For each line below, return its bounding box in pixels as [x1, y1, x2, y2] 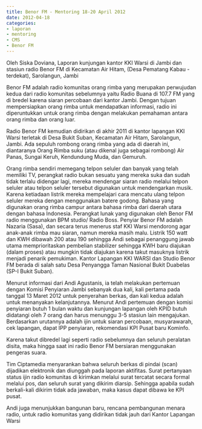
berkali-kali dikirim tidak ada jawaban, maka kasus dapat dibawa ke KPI [6, 386, 184, 393]
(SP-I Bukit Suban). [6, 267, 54, 275]
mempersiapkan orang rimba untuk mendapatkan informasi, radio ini [6, 103, 177, 110]
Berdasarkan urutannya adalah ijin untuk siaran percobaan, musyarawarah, [6, 318, 194, 325]
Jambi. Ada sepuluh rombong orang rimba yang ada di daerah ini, [6, 140, 170, 147]
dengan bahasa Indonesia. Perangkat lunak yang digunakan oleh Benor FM [6, 210, 194, 217]
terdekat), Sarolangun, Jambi [6, 72, 79, 79]
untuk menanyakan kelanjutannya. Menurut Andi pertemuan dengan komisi [6, 298, 193, 306]
